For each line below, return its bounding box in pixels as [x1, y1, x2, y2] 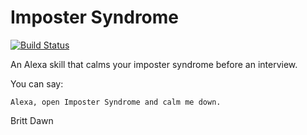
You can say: [10, 77, 64, 90]
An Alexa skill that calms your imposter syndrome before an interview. [10, 58, 298, 70]
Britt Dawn [10, 114, 54, 126]
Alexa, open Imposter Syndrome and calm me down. [10, 97, 222, 107]
